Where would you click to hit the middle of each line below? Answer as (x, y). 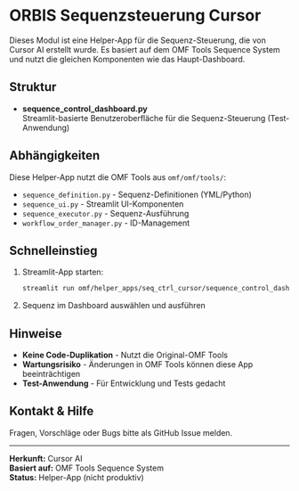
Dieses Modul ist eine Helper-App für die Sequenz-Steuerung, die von (138, 40)
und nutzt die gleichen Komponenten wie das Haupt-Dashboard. (127, 59)
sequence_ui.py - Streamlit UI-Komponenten (103, 204)
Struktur (33, 87)
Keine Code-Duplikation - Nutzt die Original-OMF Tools (125, 355)
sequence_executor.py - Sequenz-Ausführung (105, 213)
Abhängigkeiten (55, 155)
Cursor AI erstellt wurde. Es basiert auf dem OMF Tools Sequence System (145, 49)
